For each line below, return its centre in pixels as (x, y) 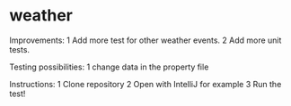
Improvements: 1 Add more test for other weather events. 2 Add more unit (145, 40)
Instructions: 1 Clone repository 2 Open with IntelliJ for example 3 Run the (145, 84)
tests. (19, 49)
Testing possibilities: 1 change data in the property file (109, 67)
